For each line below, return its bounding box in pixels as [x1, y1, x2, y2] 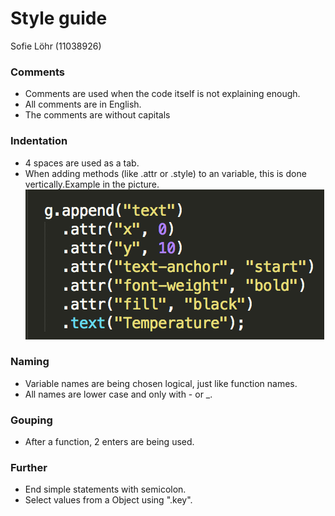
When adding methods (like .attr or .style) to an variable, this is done [24, 167, 307, 179]
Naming [10, 355, 50, 369]
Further [10, 461, 48, 475]
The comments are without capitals [24, 109, 171, 121]
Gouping [10, 413, 53, 427]
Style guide [10, 7, 108, 30]
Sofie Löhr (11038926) [10, 40, 102, 52]
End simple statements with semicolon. [24, 483, 187, 496]
